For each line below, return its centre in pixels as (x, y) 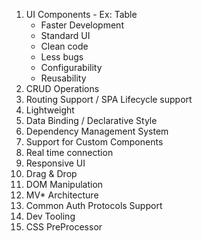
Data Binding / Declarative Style (91, 120)
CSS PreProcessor (64, 227)
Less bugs (62, 57)
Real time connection (69, 152)
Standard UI (65, 35)
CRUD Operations (62, 88)
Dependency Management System (97, 131)
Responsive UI (55, 163)
